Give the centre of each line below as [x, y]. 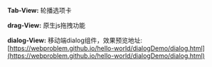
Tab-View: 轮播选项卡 [40, 10]
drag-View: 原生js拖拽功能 [46, 25]
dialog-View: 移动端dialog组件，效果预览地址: [75, 40]
